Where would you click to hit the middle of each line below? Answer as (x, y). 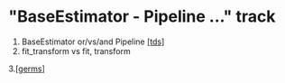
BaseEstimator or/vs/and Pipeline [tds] (93, 41)
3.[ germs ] (27, 69)
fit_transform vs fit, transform (76, 51)
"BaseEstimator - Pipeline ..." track (142, 17)
